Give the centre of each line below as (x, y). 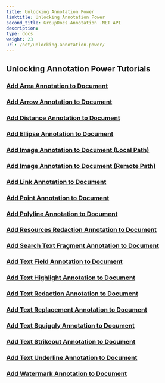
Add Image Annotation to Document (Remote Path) (81, 166)
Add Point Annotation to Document (58, 198)
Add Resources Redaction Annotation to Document (81, 230)
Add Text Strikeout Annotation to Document (71, 341)
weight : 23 (20, 39)
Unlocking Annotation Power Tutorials (78, 69)
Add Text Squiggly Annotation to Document (71, 326)
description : (22, 28)
